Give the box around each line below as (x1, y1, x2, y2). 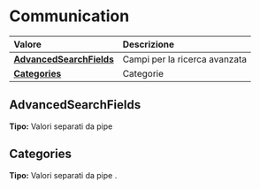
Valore (13, 38, 42, 50)
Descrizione (122, 38, 175, 50)
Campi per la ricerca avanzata (122, 53, 248, 65)
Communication (9, 6, 130, 26)
